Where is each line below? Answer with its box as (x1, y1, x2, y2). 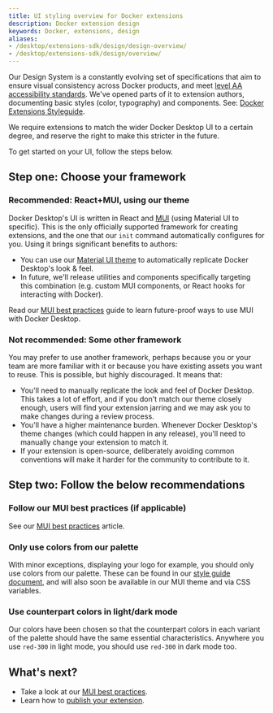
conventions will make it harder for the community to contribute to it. (19, 454, 250, 464)
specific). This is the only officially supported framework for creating (8, 221, 238, 232)
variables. (8, 585, 41, 595)
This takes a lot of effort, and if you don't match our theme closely (19, 393, 242, 403)
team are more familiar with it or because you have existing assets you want (8, 361, 262, 371)
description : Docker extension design (8, 20, 140, 28)
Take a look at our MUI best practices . (19, 687, 148, 697)
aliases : (8, 34, 38, 43)
